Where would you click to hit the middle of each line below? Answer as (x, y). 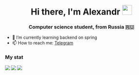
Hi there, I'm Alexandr (76, 12)
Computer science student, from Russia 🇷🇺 (81, 27)
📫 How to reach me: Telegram (43, 43)
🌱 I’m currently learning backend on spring (54, 37)
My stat (14, 57)
